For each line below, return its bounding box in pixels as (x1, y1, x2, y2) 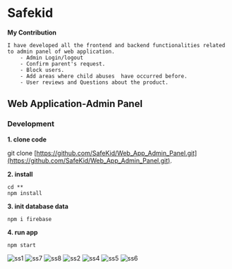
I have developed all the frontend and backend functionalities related (7, 42, 226, 49)
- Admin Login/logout (20, 54, 83, 61)
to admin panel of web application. (7, 48, 115, 55)
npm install (7, 189, 42, 196)
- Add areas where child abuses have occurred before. (20, 73, 188, 80)
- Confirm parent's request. (20, 60, 106, 68)
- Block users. (20, 66, 65, 73)
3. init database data (7, 202, 69, 211)
